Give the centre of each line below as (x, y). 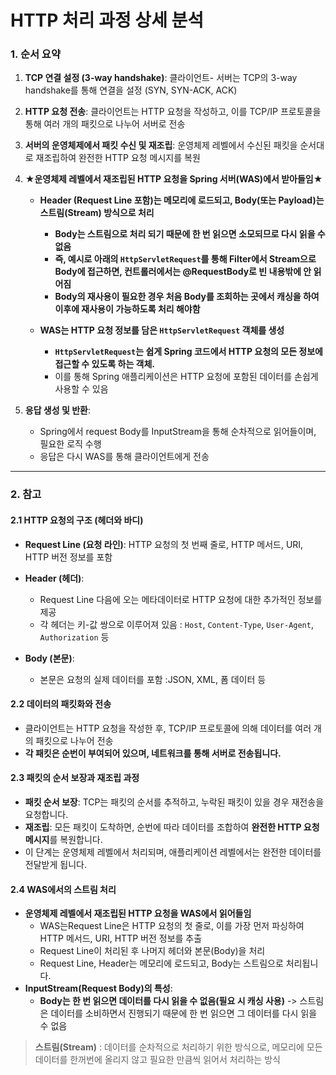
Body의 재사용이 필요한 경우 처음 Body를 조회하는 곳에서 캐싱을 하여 (187, 297)
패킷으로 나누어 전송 (74, 740)
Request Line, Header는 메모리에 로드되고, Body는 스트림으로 (161, 963)
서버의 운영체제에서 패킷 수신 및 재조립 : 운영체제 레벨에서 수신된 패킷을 (161, 145)
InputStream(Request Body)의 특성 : (98, 988)
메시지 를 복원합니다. (63, 840)
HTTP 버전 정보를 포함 (68, 557)
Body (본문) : (49, 658)
